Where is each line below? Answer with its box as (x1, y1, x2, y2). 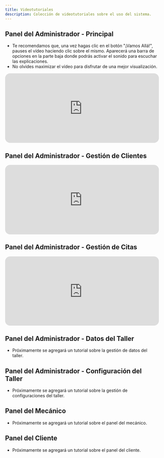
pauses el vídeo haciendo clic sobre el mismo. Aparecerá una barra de (12, 48, 155, 54)
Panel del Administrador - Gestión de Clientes (5, 151, 147, 160)
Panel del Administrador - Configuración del (5, 367, 142, 375)
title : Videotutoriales (5, 7, 54, 12)
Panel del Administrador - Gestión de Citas (5, 243, 138, 251)
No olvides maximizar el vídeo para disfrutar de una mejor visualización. (12, 64, 158, 70)
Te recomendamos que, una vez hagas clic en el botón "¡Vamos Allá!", (12, 43, 153, 49)
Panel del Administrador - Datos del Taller (5, 334, 134, 343)
